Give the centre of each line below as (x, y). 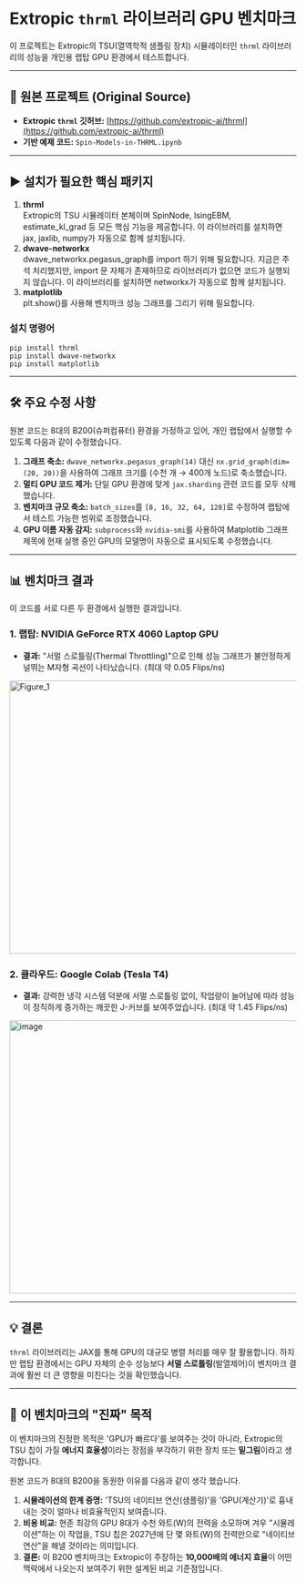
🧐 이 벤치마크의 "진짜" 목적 (81, 1415)
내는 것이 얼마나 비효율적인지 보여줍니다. (94, 1511)
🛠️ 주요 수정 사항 (53, 403)
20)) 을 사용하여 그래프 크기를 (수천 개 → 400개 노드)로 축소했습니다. (165, 472)
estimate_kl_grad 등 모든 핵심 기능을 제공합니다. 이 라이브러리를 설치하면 (153, 226)
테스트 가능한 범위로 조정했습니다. (92, 518)
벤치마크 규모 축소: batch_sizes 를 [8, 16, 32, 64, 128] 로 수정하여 (144, 506)
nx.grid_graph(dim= (252, 462)
